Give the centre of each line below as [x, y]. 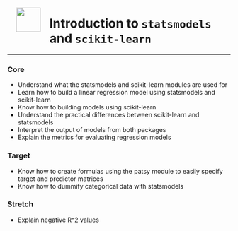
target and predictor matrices [61, 179]
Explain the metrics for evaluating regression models [94, 137]
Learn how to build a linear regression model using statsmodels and [117, 93]
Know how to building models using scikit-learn [87, 107]
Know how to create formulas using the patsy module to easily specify [120, 171]
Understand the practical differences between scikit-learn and [108, 115]
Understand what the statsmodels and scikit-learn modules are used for [123, 85]
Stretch [21, 204]
